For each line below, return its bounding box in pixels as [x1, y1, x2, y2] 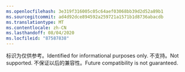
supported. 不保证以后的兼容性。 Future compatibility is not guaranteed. [6, 59, 179, 66]
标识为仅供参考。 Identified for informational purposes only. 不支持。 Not [6, 52, 179, 59]
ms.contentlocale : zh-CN [6, 24, 67, 31]
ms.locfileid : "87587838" [6, 35, 69, 41]
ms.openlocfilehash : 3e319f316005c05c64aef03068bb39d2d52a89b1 [6, 8, 164, 15]
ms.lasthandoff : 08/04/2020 [6, 30, 75, 36]
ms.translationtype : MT [6, 19, 64, 25]
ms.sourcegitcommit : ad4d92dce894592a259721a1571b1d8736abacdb [6, 14, 164, 20]
